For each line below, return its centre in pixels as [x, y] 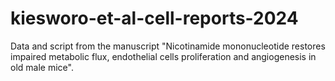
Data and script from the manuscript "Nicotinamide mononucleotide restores [168, 46]
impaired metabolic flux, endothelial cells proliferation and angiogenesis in [163, 56]
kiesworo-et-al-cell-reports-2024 [154, 18]
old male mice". [42, 67]
